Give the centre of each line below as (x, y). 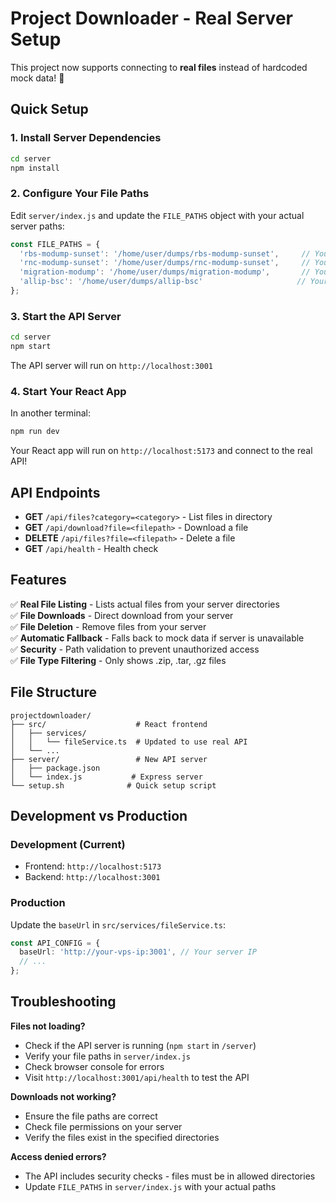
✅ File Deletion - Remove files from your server (108, 626)
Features (38, 580)
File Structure (53, 692)
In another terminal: (51, 413)
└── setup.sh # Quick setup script (113, 785)
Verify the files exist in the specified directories (122, 1137)
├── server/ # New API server (109, 759)
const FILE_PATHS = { (55, 244)
